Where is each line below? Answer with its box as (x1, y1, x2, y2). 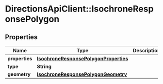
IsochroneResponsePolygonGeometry (37, 71, 127, 78)
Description (132, 47, 161, 54)
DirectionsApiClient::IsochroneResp (5, 3, 154, 14)
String (37, 63, 52, 70)
